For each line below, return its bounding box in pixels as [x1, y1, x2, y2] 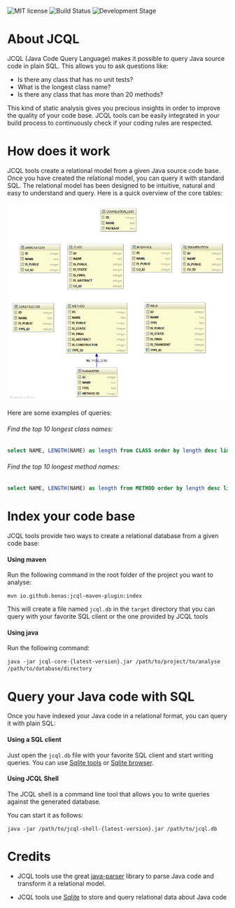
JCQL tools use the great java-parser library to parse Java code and [17, 872, 215, 880]
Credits [7, 848, 51, 865]
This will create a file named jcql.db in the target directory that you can [7, 605, 215, 613]
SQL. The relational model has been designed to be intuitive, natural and [7, 181, 215, 189]
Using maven [7, 555, 47, 563]
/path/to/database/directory [7, 666, 92, 673]
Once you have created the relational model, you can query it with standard [7, 174, 225, 182]
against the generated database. [7, 797, 101, 806]
